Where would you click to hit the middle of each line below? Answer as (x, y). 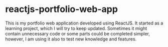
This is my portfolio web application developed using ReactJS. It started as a (84, 23)
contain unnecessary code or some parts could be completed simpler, (78, 33)
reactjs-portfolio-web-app (61, 9)
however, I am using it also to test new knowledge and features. (71, 39)
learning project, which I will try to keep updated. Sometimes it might (76, 28)
